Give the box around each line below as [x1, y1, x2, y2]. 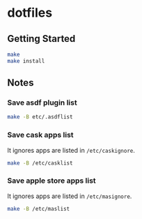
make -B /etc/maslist [7, 205, 70, 212]
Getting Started [7, 33, 76, 45]
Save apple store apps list [7, 176, 96, 186]
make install [7, 57, 45, 64]
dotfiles [7, 5, 53, 21]
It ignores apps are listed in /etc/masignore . [7, 192, 132, 200]
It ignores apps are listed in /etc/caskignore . [7, 146, 136, 154]
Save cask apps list [7, 130, 74, 140]
